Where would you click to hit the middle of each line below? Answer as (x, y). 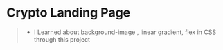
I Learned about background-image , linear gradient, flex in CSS (125, 32)
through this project (62, 39)
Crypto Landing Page (69, 13)
